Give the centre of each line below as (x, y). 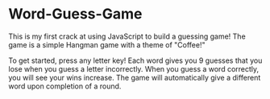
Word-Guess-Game (75, 14)
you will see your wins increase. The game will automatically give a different (135, 77)
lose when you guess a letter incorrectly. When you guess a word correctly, (134, 68)
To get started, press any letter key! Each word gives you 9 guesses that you (135, 60)
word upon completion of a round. (65, 86)
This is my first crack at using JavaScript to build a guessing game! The (127, 36)
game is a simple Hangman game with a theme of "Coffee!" (107, 44)
